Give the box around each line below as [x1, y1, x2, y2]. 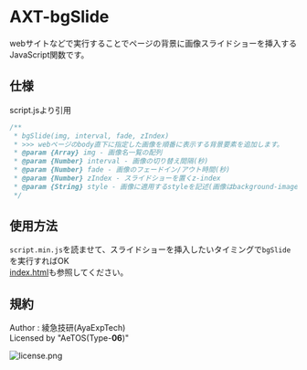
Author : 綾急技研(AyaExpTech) [9, 322, 126, 333]
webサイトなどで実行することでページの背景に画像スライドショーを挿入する [9, 37, 297, 48]
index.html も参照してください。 [9, 267, 129, 278]
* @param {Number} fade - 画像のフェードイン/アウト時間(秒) [13, 165, 230, 174]
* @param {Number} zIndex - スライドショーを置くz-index [13, 174, 221, 183]
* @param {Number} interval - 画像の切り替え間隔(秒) [13, 157, 209, 166]
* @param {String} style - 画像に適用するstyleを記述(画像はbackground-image [13, 182, 299, 191]
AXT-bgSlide [9, 6, 110, 27]
